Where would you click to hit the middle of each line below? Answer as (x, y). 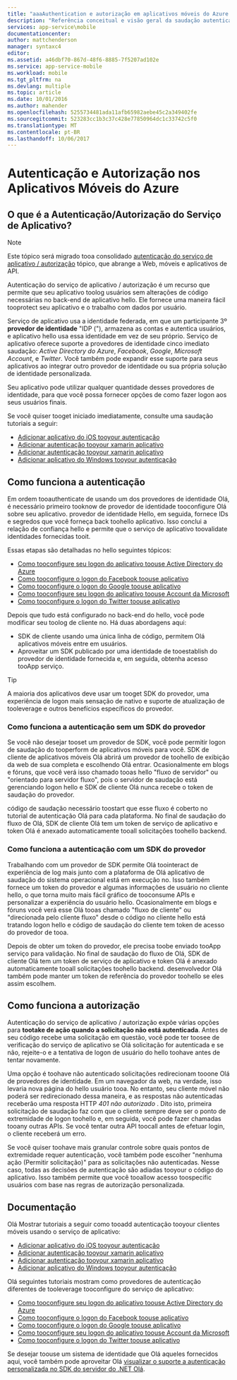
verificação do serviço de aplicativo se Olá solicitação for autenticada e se (116, 1045)
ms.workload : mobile (38, 73)
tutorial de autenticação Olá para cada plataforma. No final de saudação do (117, 816)
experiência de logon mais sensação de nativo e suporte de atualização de (116, 701)
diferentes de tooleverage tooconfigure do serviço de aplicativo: (101, 1289)
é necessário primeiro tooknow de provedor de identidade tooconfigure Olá (117, 506)
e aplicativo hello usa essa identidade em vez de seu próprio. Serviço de (113, 336)
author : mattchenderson (42, 40)
